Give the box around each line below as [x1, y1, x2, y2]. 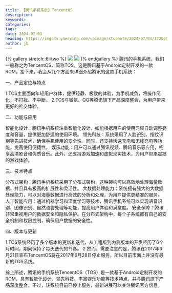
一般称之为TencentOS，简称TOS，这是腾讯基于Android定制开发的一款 [5, 62, 154, 68]
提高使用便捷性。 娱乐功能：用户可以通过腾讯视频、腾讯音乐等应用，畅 [14, 144, 164, 150]
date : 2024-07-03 [5, 31, 42, 36]
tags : [5, 27, 17, 32]
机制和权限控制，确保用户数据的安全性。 [9, 217, 95, 223]
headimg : [5, 36, 24, 42]
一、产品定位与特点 [5, 79, 46, 85]
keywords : [5, 17, 27, 22]
